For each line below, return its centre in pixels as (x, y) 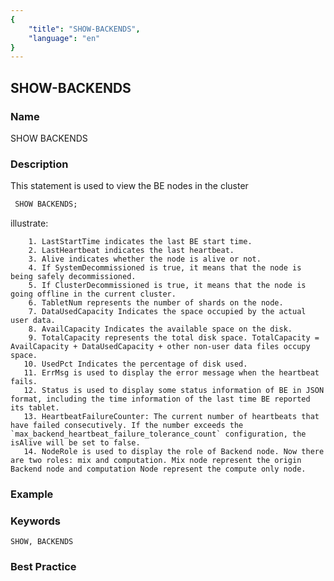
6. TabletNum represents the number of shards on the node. (156, 303)
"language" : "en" (64, 38)
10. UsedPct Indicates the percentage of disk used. (135, 364)
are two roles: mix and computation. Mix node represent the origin (156, 461)
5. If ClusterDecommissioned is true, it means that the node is (167, 286)
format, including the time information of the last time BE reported (160, 399)
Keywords (35, 521)
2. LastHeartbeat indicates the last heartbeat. (131, 251)
